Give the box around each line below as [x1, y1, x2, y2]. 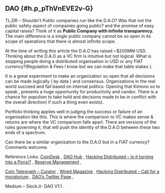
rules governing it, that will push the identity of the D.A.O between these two [5, 124, 160, 130]
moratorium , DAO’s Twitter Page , [5, 173, 74, 179]
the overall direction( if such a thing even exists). [5, 99, 104, 105]
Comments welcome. [5, 144, 48, 150]
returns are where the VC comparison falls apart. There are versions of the [5, 119, 157, 125]
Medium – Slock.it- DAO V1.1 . [5, 183, 65, 189]
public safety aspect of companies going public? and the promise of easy [5, 23, 154, 28]
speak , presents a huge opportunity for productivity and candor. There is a [5, 88, 158, 94]
